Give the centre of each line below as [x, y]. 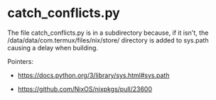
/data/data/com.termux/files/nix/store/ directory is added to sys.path [108, 40]
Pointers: [21, 61]
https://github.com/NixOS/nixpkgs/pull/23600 [85, 89]
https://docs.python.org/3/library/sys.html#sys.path [93, 75]
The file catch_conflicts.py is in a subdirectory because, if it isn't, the [108, 33]
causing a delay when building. [53, 48]
